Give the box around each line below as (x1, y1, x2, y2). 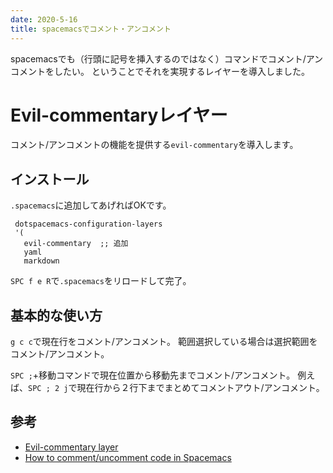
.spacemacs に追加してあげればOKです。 (10, 199, 172, 211)
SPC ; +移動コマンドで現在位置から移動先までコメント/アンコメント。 (10, 369, 296, 381)
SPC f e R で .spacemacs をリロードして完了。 (10, 275, 192, 287)
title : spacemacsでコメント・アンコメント (10, 24, 172, 34)
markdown (23, 256, 60, 266)
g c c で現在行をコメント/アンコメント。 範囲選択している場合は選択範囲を (10, 336, 318, 348)
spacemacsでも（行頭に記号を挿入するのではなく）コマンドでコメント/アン (10, 52, 324, 65)
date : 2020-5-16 (10, 14, 78, 25)
